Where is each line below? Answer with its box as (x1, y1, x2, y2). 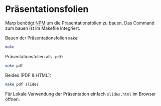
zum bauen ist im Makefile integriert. (5, 25, 81, 31)
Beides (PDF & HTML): (5, 72, 51, 78)
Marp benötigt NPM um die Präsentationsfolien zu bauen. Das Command (5, 20, 155, 26)
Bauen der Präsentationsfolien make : (5, 35, 79, 41)
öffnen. (5, 96, 20, 102)
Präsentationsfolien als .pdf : (5, 53, 64, 59)
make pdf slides (5, 82, 39, 87)
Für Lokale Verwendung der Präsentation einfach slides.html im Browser (5, 91, 156, 97)
